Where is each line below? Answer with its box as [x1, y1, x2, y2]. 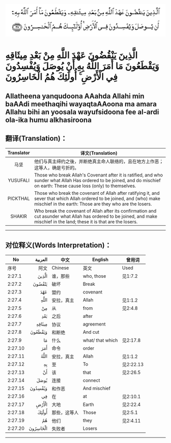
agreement [82, 321, 106, 327]
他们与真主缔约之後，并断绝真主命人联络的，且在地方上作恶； [34, 158, 164, 164]
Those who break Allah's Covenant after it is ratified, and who [34, 172, 163, 178]
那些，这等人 [51, 409, 79, 416]
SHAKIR [10, 213, 27, 219]
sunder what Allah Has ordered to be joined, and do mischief [34, 178, 161, 184]
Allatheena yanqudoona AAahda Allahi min [5, 92, 145, 100]
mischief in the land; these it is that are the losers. [34, 218, 138, 225]
